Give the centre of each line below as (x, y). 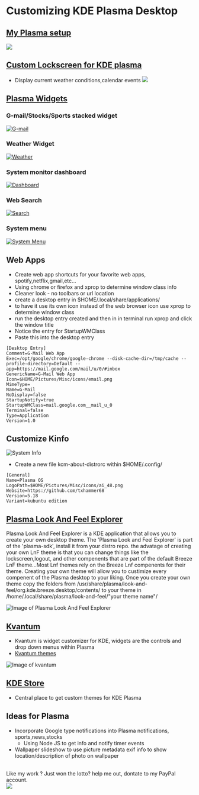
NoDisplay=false (26, 395)
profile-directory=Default (39, 363)
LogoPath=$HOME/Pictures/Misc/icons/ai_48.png (65, 486)
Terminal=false (25, 410)
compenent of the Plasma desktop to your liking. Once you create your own (98, 578)
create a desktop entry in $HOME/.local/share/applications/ (87, 300)
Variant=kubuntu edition (37, 501)
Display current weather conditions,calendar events (78, 80)
